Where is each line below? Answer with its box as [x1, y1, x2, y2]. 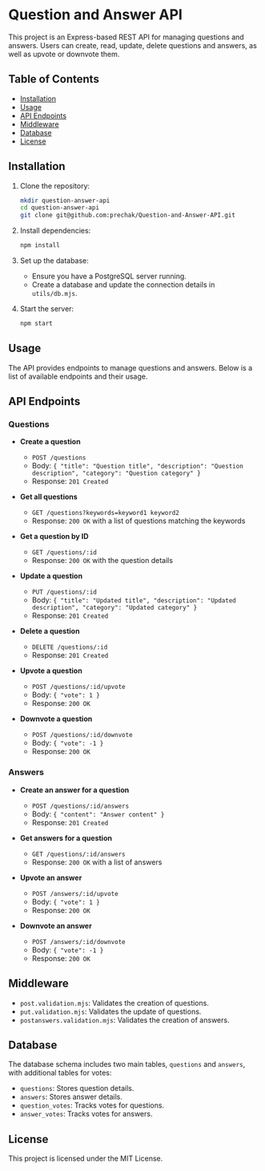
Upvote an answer [19, 873, 82, 882]
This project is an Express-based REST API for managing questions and [8, 32, 244, 42]
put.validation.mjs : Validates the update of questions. [19, 1007, 202, 1016]
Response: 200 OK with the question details [31, 556, 174, 565]
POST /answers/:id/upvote [31, 889, 118, 897]
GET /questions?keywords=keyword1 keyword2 [31, 509, 180, 517]
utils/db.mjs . [31, 289, 78, 298]
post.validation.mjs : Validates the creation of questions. [19, 998, 210, 1007]
